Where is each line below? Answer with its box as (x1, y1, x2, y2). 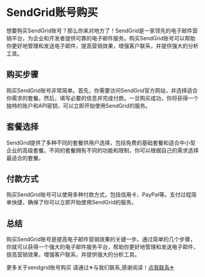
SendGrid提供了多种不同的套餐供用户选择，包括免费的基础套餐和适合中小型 (6, 138, 196, 146)
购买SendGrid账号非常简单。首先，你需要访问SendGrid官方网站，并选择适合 (6, 87, 198, 94)
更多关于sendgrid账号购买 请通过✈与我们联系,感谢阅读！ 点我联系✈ (6, 264, 174, 272)
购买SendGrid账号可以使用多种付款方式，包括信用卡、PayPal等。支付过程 (6, 191, 192, 198)
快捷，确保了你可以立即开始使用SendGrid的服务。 (11, 199, 137, 206)
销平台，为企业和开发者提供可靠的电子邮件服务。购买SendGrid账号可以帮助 (6, 34, 196, 41)
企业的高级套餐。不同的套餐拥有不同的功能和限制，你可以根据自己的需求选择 (6, 146, 199, 154)
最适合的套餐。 (6, 154, 44, 162)
